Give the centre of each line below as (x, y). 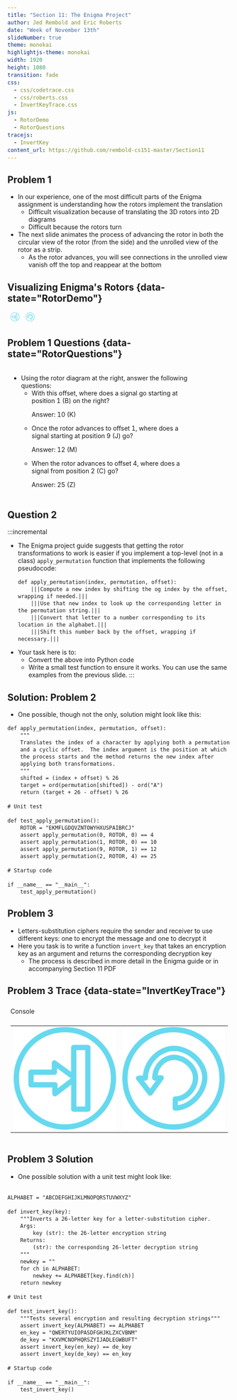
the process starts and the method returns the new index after (117, 757)
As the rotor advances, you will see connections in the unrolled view (128, 257)
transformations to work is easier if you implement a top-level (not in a (120, 553)
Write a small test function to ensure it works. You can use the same (127, 668)
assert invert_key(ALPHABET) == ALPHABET (82, 1325)
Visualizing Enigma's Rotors (71, 287)
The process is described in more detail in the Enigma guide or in (123, 961)
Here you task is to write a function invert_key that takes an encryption (122, 946)
